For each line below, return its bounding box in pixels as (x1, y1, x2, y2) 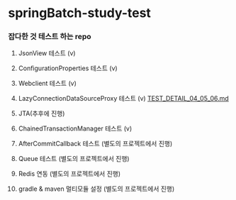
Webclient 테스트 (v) (18, 79, 77, 88)
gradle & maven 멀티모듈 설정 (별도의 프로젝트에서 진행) (18, 184, 175, 193)
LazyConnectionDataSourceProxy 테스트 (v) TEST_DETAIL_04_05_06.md (18, 94, 229, 103)
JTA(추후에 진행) (18, 109, 65, 118)
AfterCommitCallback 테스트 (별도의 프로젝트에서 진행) (18, 140, 173, 148)
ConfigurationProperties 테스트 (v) (18, 64, 118, 72)
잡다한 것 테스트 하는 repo (8, 32, 91, 42)
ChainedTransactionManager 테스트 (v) (18, 124, 133, 133)
